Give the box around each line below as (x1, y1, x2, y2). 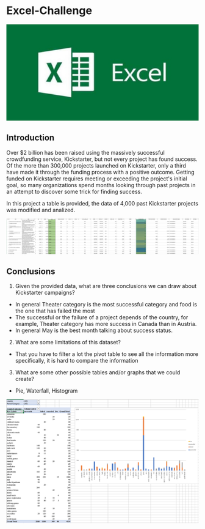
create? (15, 375, 35, 383)
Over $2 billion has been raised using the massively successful (6, 149, 165, 156)
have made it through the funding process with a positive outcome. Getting (6, 168, 195, 176)
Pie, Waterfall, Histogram (15, 387, 78, 394)
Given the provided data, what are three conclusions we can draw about (15, 283, 197, 290)
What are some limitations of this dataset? (15, 339, 121, 346)
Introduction (6, 133, 55, 143)
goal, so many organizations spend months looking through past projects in (6, 181, 196, 188)
